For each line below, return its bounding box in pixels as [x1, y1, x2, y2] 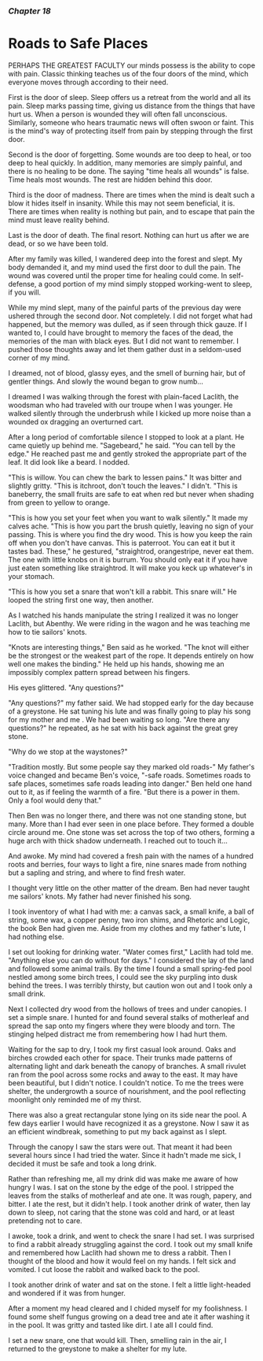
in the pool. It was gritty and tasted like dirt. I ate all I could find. [8, 1320, 214, 1329]
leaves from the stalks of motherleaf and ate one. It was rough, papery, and [8, 1191, 253, 1200]
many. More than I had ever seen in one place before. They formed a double [8, 819, 254, 829]
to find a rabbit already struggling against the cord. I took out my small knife [8, 1239, 254, 1249]
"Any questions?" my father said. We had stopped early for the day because [8, 698, 254, 707]
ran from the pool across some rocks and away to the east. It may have [8, 1070, 238, 1079]
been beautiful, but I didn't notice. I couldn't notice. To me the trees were [8, 1077, 244, 1088]
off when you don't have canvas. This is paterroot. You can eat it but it [8, 538, 236, 547]
